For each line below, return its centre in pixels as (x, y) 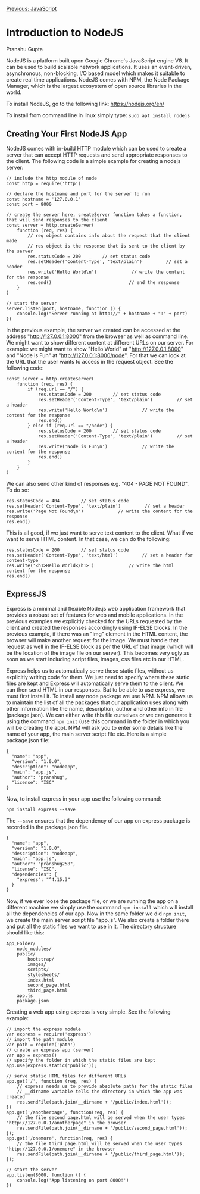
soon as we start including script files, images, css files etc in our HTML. (95, 659)
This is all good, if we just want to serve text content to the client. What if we (100, 533)
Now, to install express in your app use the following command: (84, 798)
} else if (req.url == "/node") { (70, 426)
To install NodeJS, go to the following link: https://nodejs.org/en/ (85, 104)
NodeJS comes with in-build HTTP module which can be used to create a (96, 148)
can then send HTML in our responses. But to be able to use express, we (96, 689)
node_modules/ (34, 949)
